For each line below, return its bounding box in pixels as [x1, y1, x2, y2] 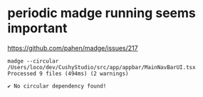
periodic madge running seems [7, 5, 196, 21]
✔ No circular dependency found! [7, 82, 107, 90]
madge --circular [7, 57, 59, 65]
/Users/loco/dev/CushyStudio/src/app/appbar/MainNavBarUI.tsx [7, 63, 196, 71]
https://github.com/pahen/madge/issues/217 [7, 44, 138, 52]
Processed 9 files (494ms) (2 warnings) [7, 70, 130, 77]
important [7, 20, 68, 36]
